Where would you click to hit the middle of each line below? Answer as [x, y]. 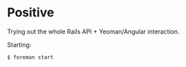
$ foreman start [30, 57]
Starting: [19, 44]
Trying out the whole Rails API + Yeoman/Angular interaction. [93, 31]
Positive [31, 13]
